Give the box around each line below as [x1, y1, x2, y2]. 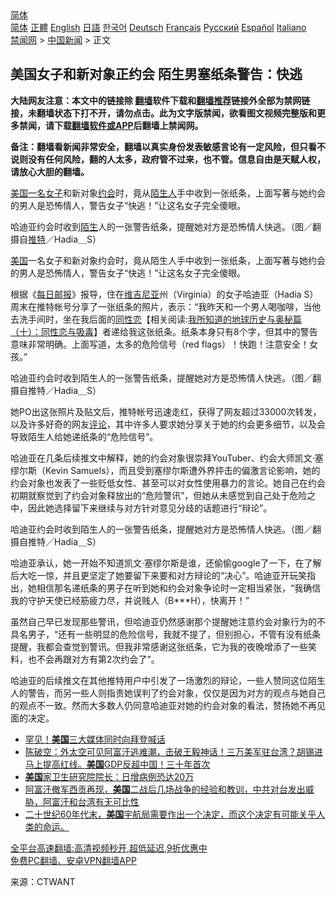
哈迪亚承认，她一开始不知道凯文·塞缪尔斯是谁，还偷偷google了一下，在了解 [10, 557, 322, 569]
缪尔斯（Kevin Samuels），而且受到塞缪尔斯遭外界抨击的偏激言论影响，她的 [10, 464, 321, 476]
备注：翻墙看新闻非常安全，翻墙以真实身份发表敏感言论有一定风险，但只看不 [10, 140, 326, 152]
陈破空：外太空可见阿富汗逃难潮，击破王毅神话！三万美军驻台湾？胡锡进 [24, 745, 323, 757]
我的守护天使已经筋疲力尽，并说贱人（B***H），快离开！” [10, 594, 250, 606]
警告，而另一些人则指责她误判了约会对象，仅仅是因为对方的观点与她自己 [27, 687, 326, 699]
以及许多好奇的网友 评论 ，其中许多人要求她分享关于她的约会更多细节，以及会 [10, 418, 326, 430]
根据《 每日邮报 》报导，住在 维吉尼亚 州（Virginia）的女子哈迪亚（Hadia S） [10, 288, 319, 300]
